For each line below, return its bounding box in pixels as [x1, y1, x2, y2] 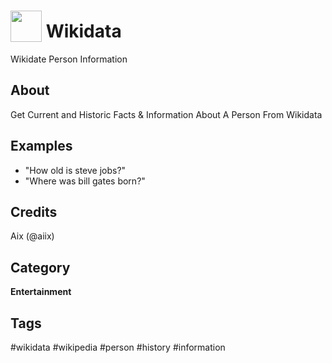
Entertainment [10, 286, 72, 298]
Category [10, 259, 71, 276]
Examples [10, 138, 73, 155]
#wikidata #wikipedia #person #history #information [10, 341, 226, 353]
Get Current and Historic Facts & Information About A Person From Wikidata [10, 108, 323, 120]
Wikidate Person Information [10, 53, 128, 65]
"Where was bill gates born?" [24, 175, 146, 187]
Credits [10, 203, 58, 220]
